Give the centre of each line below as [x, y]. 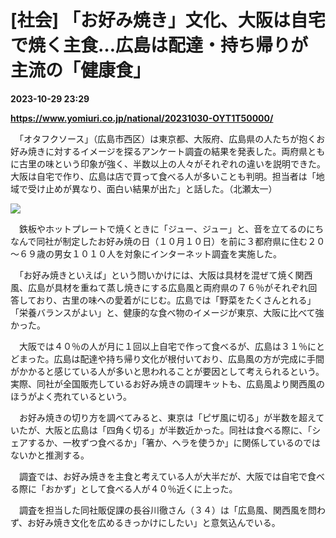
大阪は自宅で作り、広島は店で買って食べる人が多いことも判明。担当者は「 [163, 176]
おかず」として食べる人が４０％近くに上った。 [141, 488]
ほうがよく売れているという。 [71, 396]
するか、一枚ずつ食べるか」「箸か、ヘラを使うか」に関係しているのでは [174, 442]
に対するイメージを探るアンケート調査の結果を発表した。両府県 [176, 151]
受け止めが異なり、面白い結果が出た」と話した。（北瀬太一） [152, 188]
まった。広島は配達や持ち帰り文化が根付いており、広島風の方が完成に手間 [171, 358]
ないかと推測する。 [50, 455]
